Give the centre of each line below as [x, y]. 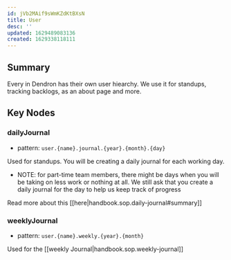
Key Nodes [31, 113]
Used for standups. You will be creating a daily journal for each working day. [116, 161]
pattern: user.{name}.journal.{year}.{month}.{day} [91, 148]
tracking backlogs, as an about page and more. [74, 91]
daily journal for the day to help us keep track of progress [99, 189]
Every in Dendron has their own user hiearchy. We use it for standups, [107, 84]
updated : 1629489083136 [41, 33]
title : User [24, 20]
